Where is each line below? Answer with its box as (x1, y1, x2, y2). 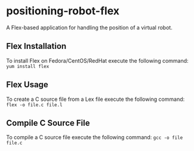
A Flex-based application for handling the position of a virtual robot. (6, 24, 173, 31)
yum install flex (6, 63, 50, 69)
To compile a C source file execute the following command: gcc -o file (6, 134, 183, 141)
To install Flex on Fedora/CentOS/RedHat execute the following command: (6, 57, 189, 64)
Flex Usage (6, 79, 49, 90)
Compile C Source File (6, 118, 90, 128)
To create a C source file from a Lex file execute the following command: (6, 95, 185, 103)
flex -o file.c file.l (6, 101, 63, 108)
